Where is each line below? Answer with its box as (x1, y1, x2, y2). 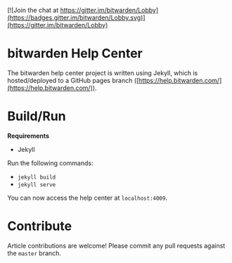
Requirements (7, 131, 50, 140)
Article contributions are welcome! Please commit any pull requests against (7, 241, 226, 250)
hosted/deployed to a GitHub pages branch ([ (7, 76, 139, 84)
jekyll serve (17, 181, 56, 188)
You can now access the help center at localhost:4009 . (7, 193, 167, 202)
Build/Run (7, 108, 66, 124)
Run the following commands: (7, 158, 94, 167)
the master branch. (7, 249, 62, 257)
